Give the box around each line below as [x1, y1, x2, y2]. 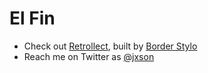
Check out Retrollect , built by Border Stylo [23, 40, 198, 52]
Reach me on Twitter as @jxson [23, 50, 155, 62]
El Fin [9, 7, 56, 30]
